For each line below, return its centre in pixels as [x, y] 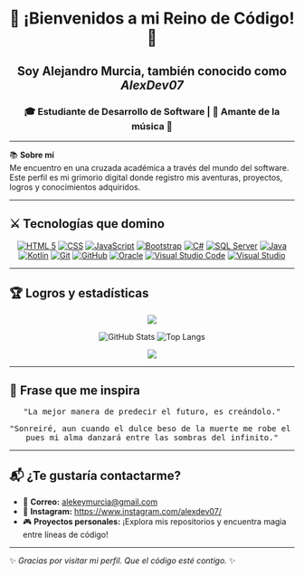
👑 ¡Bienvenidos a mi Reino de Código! [152, 19]
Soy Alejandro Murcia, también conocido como [152, 71]
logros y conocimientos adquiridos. [75, 187]
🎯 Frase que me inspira [75, 390]
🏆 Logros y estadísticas [79, 293]
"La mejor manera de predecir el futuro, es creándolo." [152, 412]
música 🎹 [152, 126]
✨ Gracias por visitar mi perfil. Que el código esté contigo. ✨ [123, 561]
